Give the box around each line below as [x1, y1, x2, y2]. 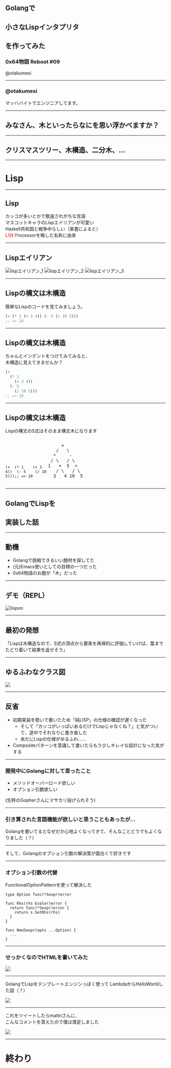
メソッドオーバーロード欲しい [12, 779, 75, 786]
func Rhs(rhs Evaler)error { [5, 901, 67, 906]
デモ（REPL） [5, 591, 49, 600]
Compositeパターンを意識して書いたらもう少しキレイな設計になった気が [12, 742, 164, 748]
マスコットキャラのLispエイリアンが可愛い [5, 220, 94, 226]
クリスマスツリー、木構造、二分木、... [5, 146, 126, 154]
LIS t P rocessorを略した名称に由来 [5, 232, 76, 239]
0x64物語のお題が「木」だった [12, 570, 77, 576]
